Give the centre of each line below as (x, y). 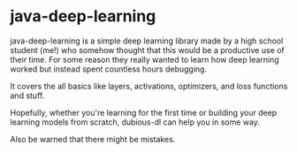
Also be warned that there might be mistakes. (93, 139)
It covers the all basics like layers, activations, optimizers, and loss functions (149, 86)
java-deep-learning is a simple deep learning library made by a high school (147, 41)
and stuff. (27, 96)
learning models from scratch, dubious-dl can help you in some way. (135, 122)
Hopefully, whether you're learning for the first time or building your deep (144, 112)
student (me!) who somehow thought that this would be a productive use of (148, 50)
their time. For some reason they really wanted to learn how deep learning (145, 59)
